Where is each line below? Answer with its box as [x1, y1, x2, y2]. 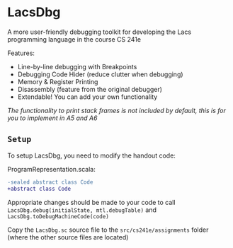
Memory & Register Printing [17, 77, 98, 85]
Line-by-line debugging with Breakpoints [17, 62, 137, 71]
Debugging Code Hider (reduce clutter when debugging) [17, 70, 183, 78]
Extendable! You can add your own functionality [17, 93, 158, 101]
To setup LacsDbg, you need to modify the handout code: [7, 151, 176, 160]
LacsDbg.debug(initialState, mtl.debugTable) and [7, 206, 157, 214]
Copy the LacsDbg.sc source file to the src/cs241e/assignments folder [7, 225, 209, 234]
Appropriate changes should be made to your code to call [7, 198, 176, 206]
